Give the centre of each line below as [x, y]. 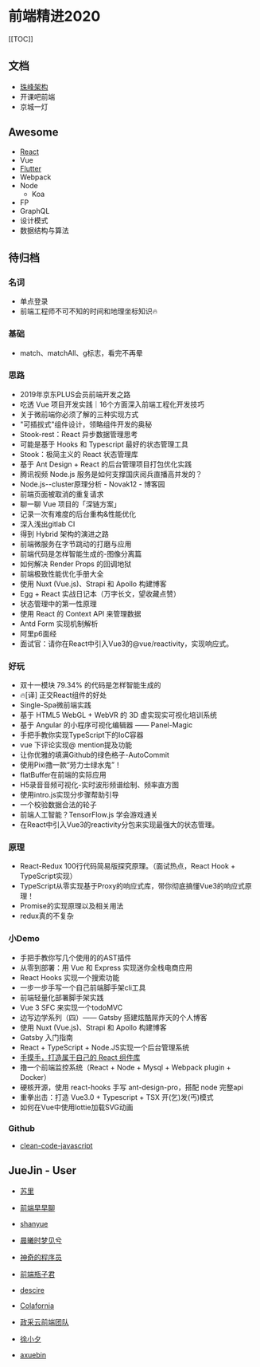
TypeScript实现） [48, 876]
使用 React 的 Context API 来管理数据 [80, 613]
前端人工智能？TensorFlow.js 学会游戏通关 [89, 815]
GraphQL [35, 211]
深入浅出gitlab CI [47, 524]
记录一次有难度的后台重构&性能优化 [78, 514]
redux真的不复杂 [47, 916]
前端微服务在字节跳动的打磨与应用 [76, 544]
